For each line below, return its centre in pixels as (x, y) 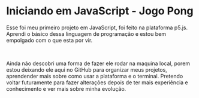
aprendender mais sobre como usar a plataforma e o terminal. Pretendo (95, 76)
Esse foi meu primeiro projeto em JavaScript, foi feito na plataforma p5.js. (97, 27)
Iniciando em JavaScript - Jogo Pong (100, 11)
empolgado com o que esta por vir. (49, 40)
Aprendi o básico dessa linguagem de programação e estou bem (86, 33)
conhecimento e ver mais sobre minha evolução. (66, 88)
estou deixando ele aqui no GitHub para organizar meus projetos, (87, 69)
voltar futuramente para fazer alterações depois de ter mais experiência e (97, 82)
